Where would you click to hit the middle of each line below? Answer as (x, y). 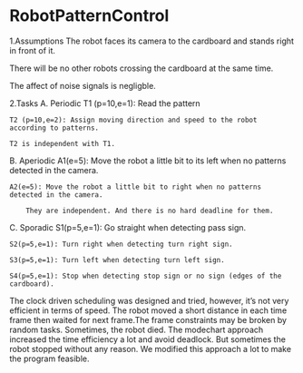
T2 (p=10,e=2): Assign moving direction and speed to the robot (133, 120)
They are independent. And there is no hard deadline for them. (150, 211)
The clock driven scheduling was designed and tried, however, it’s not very (149, 300)
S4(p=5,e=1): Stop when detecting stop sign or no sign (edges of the (146, 276)
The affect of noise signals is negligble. (83, 85)
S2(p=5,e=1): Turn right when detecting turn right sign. (121, 244)
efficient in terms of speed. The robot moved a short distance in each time (148, 310)
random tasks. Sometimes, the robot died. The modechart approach (137, 329)
